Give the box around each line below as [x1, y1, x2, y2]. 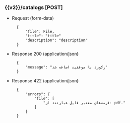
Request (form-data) [11, 15, 54, 21]
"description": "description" [25, 38, 88, 43]
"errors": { [25, 92, 50, 97]
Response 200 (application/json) [11, 51, 79, 57]
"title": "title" [25, 34, 62, 39]
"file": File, [25, 29, 55, 34]
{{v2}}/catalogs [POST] [4, 4, 63, 11]
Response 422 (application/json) [11, 78, 79, 84]
